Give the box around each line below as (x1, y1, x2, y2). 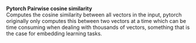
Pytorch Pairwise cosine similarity (6, 5, 93, 12)
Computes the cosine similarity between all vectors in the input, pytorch (6, 11, 182, 18)
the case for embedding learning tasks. (6, 30, 102, 37)
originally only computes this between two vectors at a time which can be (6, 18, 186, 24)
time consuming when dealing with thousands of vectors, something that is (6, 24, 190, 31)
